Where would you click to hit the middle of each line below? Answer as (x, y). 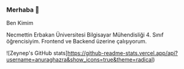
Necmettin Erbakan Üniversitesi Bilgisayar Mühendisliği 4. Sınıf (85, 35)
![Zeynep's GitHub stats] (37, 53)
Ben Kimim (20, 23)
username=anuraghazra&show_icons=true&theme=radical (80, 60)
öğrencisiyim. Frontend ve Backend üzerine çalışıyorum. (77, 42)
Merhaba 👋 (23, 10)
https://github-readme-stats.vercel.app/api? (122, 53)
